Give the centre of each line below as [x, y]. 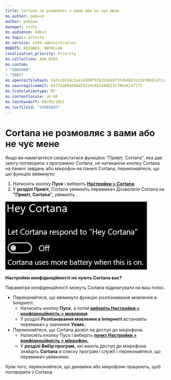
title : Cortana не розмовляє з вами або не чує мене [62, 11]
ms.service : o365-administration [41, 43]
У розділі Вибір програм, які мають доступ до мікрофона [83, 346]
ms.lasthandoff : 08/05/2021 [35, 102]
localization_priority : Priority [41, 53]
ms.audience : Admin [26, 32]
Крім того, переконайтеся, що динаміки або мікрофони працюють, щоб [83, 367]
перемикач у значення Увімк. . [53, 325]
